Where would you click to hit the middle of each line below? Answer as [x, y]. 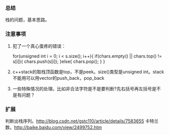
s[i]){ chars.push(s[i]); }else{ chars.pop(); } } [59, 61]
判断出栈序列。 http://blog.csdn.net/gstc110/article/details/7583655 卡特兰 [82, 121]
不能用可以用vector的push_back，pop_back [58, 78]
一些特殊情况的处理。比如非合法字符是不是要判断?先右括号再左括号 [82, 88]
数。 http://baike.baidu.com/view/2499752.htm [54, 127]
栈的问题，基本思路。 [27, 20]
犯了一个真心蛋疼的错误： [39, 46]
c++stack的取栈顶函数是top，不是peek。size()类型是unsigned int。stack [88, 72]
